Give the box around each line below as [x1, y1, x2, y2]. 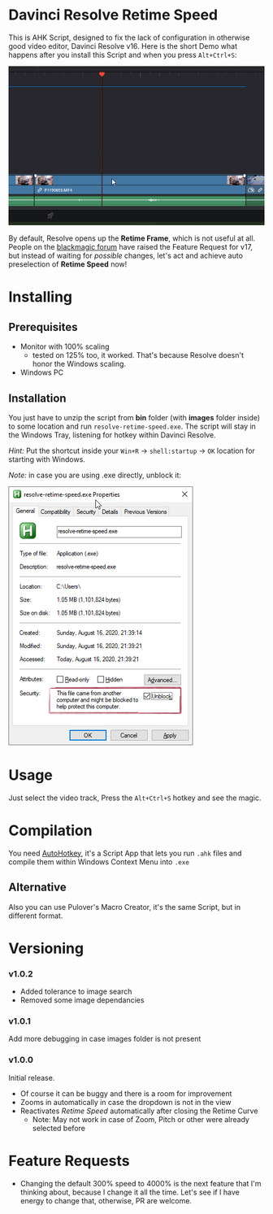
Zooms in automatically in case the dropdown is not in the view [19, 1097, 232, 1107]
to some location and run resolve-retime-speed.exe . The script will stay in [8, 421, 256, 431]
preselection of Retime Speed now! [8, 259, 128, 269]
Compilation [8, 821, 93, 840]
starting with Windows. [8, 454, 85, 464]
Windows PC [19, 368, 63, 377]
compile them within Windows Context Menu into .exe [8, 856, 189, 867]
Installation [8, 391, 67, 405]
